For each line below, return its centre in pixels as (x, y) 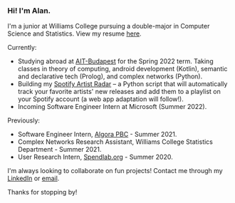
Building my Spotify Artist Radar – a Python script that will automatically (122, 84)
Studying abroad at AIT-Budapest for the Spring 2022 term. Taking (115, 61)
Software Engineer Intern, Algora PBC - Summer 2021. (97, 135)
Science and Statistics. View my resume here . (74, 33)
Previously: (24, 120)
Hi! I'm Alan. (29, 11)
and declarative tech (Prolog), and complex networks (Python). (110, 76)
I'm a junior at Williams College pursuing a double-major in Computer (109, 26)
